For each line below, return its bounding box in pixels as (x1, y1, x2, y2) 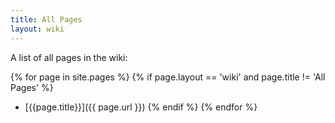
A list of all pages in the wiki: (10, 51, 128, 63)
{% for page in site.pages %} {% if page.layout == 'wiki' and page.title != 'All (10, 71, 326, 83)
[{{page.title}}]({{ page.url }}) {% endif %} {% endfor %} (24, 101, 258, 113)
